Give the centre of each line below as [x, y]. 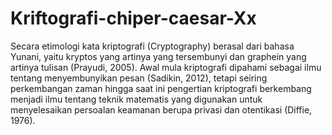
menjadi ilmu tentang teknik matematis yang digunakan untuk [136, 99]
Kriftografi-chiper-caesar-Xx [133, 18]
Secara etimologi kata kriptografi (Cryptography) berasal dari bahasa [152, 46]
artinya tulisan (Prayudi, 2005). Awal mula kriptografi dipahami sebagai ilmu [166, 67]
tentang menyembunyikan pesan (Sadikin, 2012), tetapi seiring [139, 78]
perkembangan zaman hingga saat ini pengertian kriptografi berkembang [161, 88]
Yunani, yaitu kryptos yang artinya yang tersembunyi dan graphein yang [158, 56]
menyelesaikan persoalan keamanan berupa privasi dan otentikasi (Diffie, [161, 109]
